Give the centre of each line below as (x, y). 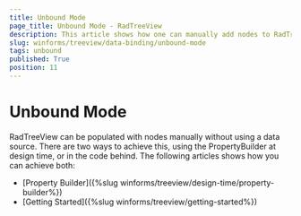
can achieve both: (43, 165)
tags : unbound (36, 51)
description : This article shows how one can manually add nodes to (140, 34)
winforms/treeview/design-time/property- (197, 182)
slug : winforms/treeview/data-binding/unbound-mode (107, 43)
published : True (39, 59)
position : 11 (34, 68)
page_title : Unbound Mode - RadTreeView (86, 26)
